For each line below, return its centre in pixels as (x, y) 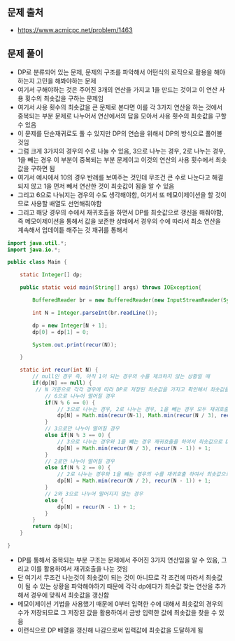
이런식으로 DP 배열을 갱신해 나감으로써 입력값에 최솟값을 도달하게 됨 (110, 630)
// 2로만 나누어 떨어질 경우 (80, 461)
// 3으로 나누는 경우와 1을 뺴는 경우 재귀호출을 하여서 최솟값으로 (140, 441)
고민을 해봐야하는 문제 (66, 81)
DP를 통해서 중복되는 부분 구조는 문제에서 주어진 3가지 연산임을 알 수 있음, (119, 560)
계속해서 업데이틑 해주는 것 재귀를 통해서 (72, 229)
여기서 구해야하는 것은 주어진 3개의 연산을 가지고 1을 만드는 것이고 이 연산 (117, 89)
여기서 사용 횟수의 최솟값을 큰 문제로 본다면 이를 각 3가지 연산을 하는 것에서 (120, 107)
